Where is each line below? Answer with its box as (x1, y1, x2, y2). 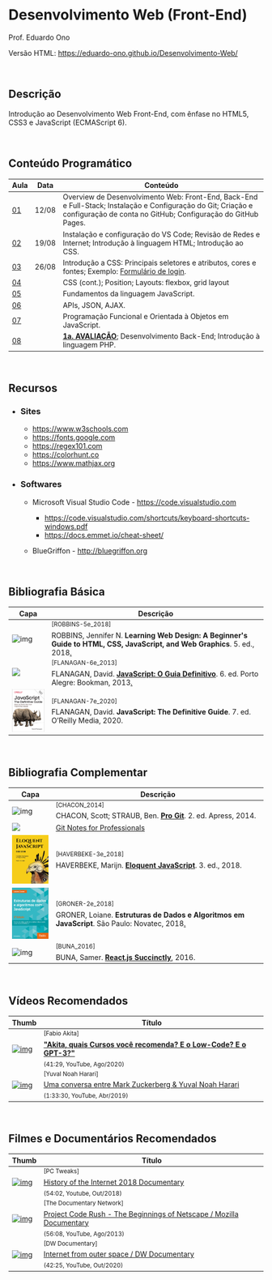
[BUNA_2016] (55, 942, 96, 951)
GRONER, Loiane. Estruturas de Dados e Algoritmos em (55, 910, 245, 919)
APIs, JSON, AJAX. (62, 300, 125, 309)
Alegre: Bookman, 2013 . (51, 677, 134, 687)
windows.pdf (44, 521, 88, 531)
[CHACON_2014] (55, 800, 105, 809)
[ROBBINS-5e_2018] (51, 621, 112, 629)
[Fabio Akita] (43, 1029, 79, 1038)
